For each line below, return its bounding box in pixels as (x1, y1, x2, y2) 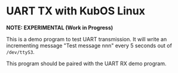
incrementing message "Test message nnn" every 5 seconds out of (6, 42, 172, 49)
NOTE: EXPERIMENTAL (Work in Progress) (6, 24, 113, 31)
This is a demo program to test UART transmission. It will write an (6, 35, 167, 42)
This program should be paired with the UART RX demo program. (6, 60, 167, 67)
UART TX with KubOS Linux (6, 4, 145, 18)
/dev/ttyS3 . (6, 48, 35, 55)
